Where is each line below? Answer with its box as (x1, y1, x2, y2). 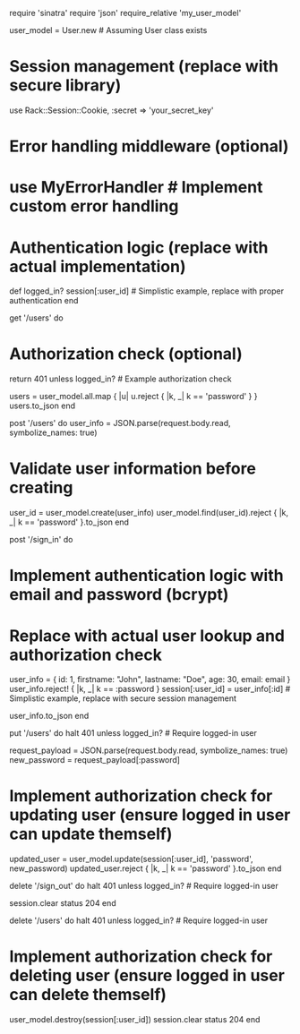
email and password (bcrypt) (9, 585, 229, 605)
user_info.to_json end (9, 711, 90, 722)
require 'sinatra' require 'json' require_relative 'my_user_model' (9, 8, 242, 18)
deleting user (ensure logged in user (9, 966, 285, 986)
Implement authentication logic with (9, 566, 284, 585)
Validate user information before (9, 458, 257, 479)
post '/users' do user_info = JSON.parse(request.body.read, (9, 418, 231, 429)
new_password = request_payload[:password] (9, 755, 181, 765)
